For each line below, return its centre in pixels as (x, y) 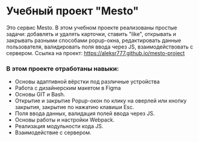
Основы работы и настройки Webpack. (65, 120)
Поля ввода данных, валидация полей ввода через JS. (85, 114)
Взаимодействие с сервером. (53, 132)
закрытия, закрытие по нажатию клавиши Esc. (74, 107)
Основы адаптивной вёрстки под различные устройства (87, 81)
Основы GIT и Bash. (40, 95)
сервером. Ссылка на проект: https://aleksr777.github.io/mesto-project (96, 53)
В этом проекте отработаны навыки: (63, 68)
